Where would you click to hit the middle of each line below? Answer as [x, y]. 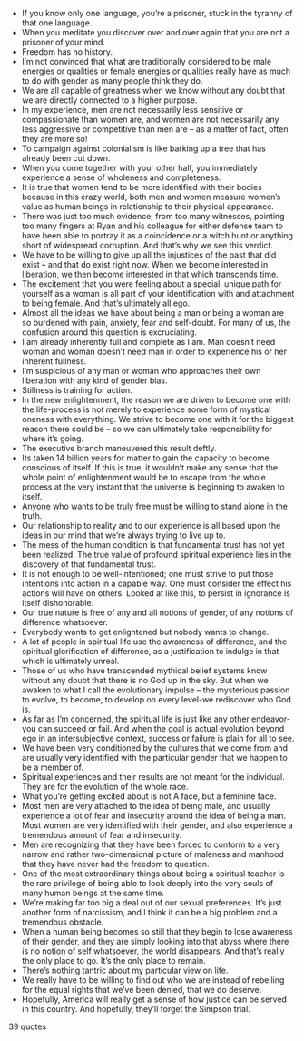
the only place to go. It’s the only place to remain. [113, 960]
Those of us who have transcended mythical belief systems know [144, 671]
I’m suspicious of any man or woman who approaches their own [141, 371]
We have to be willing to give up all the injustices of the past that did [149, 255]
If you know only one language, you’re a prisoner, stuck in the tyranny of [157, 13]
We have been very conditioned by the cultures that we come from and [154, 748]
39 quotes [28, 1026]
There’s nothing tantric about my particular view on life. [125, 970]
